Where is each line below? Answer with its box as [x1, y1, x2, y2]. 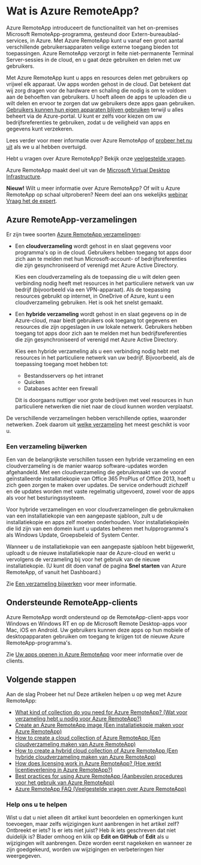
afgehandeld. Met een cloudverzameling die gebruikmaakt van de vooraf [6, 469, 187, 476]
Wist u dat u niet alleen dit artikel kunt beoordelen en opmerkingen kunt [6, 813, 183, 821]
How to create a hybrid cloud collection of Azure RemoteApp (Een [14, 747, 178, 754]
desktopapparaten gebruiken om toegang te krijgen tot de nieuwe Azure [6, 632, 185, 640]
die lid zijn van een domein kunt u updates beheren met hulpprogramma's [6, 525, 189, 533]
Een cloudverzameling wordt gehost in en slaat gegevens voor [14, 242, 172, 249]
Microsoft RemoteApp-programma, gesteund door [6, 30, 130, 37]
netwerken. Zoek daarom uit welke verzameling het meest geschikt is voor [6, 421, 190, 428]
